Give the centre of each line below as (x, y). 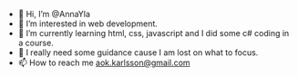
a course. (36, 43)
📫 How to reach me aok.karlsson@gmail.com (104, 63)
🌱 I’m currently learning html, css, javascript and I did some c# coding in (154, 33)
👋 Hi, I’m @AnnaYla (54, 14)
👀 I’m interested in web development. (87, 24)
